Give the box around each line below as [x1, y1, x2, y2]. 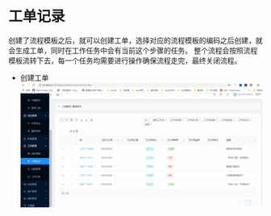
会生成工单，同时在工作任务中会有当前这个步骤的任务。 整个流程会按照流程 [8, 45, 258, 55]
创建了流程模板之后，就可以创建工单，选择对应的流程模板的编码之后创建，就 [8, 35, 263, 45]
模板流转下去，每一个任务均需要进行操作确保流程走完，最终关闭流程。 [8, 56, 242, 65]
